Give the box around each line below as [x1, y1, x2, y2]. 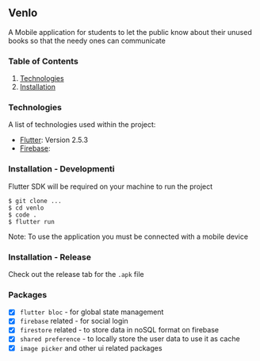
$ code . [8, 210, 37, 219]
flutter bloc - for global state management [19, 307, 164, 317]
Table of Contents [8, 56, 79, 67]
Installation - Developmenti [8, 163, 115, 175]
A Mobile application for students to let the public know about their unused [8, 27, 252, 36]
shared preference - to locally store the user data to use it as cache [19, 334, 240, 344]
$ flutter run [8, 217, 55, 225]
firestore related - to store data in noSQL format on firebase [19, 325, 220, 335]
